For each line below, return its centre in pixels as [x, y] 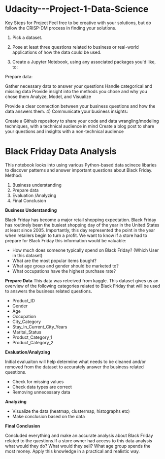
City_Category [26, 322]
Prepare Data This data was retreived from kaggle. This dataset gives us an [82, 280]
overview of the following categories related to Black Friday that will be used [82, 286]
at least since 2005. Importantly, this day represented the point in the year [80, 230]
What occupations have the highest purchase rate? [64, 271]
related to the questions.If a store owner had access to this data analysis [79, 441]
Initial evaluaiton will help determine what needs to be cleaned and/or [76, 361]
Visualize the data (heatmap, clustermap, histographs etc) [71, 411]
